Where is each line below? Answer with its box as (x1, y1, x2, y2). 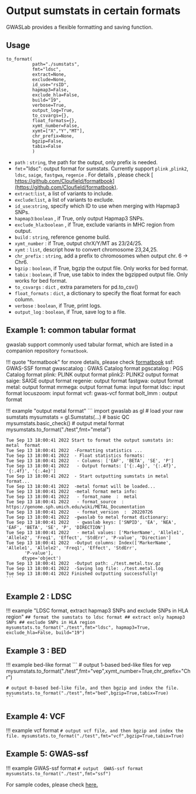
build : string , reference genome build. (14, 233, 111, 240)
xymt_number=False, (32, 123, 80, 128)
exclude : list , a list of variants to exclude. (14, 196, 115, 203)
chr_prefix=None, (32, 133, 75, 139)
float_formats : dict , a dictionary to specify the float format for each (14, 289, 181, 297)
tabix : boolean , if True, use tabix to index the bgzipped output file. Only (14, 271, 188, 278)
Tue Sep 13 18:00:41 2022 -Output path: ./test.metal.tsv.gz (6, 560, 161, 566)
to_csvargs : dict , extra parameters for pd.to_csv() (14, 283, 139, 290)
